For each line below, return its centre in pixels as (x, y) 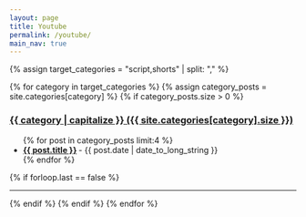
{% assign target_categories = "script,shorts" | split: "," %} (119, 69)
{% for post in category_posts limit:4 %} (97, 140)
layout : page (34, 18)
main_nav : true (38, 43)
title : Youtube (38, 26)
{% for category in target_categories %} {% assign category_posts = (138, 87)
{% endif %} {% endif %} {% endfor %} (84, 203)
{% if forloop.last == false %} (65, 177)
